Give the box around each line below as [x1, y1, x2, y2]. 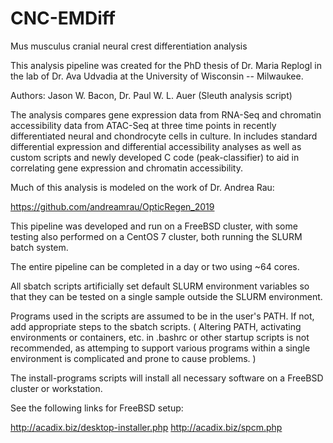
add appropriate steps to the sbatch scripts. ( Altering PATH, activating [10, 320, 302, 332]
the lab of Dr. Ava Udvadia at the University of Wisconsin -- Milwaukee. [10, 70, 304, 82]
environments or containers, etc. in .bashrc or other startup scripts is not [10, 331, 310, 343]
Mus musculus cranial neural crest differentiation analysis [10, 40, 248, 52]
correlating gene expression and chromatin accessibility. [10, 162, 243, 174]
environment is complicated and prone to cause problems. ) [10, 352, 257, 364]
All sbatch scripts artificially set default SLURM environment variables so [10, 280, 310, 292]
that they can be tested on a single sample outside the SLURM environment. [10, 290, 323, 302]
